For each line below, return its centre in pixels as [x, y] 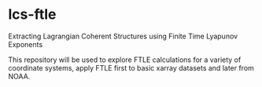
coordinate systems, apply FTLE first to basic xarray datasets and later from [131, 67]
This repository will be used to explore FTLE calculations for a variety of [125, 60]
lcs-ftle [32, 14]
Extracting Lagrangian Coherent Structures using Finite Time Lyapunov [123, 36]
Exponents [26, 44]
